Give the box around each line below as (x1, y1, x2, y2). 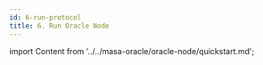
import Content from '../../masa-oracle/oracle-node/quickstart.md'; (9, 45, 255, 56)
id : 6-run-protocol (9, 12, 82, 22)
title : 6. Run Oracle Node (9, 21, 110, 30)
